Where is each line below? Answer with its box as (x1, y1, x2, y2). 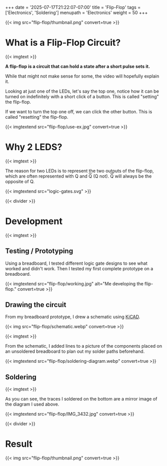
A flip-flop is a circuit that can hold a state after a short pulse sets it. (5, 63, 150, 69)
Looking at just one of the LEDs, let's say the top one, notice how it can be (5, 88, 159, 94)
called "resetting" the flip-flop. (5, 114, 69, 120)
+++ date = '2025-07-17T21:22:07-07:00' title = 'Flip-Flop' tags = (5, 5, 141, 10)
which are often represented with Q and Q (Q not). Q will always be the (5, 173, 152, 179)
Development (5, 216, 63, 227)
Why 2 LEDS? (5, 141, 62, 153)
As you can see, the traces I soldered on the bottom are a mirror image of (5, 396, 157, 402)
